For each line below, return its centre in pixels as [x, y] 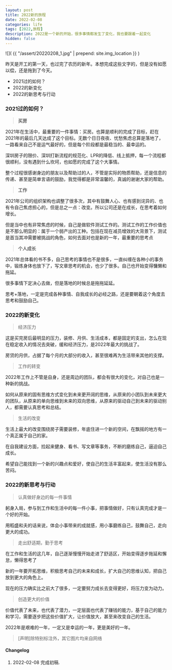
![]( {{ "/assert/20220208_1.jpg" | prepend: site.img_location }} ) [72, 53]
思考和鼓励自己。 [23, 300]
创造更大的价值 [34, 599]
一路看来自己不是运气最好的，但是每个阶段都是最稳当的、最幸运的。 [77, 145]
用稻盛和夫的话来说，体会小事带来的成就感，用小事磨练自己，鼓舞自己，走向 [86, 525]
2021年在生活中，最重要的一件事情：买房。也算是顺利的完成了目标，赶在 [82, 132]
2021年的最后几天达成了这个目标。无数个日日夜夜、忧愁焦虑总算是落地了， [84, 138]
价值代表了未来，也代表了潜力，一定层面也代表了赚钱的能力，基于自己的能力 [86, 610]
